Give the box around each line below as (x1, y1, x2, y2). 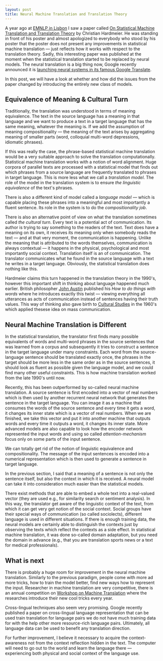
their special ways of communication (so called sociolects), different (5, 511, 142, 517)
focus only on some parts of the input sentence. (5, 436, 101, 442)
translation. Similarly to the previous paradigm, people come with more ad (5, 574, 153, 580)
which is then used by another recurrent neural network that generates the (5, 395, 155, 401)
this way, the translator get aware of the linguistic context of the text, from (5, 501, 154, 507)
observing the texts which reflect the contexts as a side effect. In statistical (5, 527, 156, 533)
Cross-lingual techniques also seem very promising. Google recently (5, 604, 143, 610)
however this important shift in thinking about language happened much (5, 281, 149, 287)
